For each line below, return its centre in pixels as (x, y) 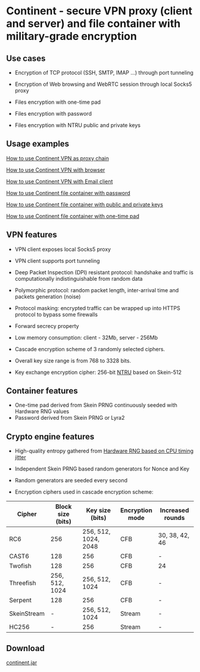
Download (25, 648)
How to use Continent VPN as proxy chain (57, 158)
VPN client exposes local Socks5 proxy (63, 249)
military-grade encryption (71, 36)
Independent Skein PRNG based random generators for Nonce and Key (102, 469)
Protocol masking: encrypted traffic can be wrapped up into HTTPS (97, 308)
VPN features (32, 235)
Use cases (26, 58)
